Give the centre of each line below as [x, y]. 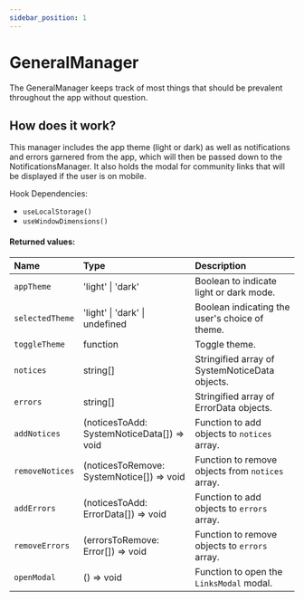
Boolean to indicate [236, 281]
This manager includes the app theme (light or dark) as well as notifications [150, 148]
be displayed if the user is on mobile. [78, 176]
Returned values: [42, 242]
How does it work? [63, 125]
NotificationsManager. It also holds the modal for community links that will [147, 167]
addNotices [37, 434]
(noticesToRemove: [124, 465]
